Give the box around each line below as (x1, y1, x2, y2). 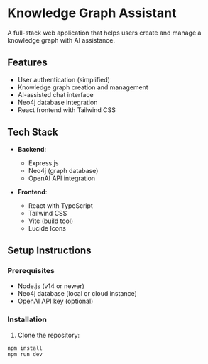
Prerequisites (7, 265, 55, 275)
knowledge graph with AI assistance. (7, 35, 116, 44)
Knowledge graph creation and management (17, 83, 149, 92)
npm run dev (7, 351, 43, 358)
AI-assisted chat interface (17, 90, 94, 99)
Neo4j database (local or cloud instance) (17, 289, 137, 298)
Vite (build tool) (28, 216, 74, 225)
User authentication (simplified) (17, 75, 110, 84)
